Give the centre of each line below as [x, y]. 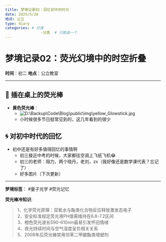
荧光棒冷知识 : [19, 199]
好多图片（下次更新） [41, 174]
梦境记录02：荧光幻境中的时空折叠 [76, 59]
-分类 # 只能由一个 [59, 33]
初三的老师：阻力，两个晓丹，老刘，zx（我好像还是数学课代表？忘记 [89, 161]
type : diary [17, 23]
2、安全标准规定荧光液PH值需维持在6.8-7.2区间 [65, 216]
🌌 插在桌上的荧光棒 [34, 95]
